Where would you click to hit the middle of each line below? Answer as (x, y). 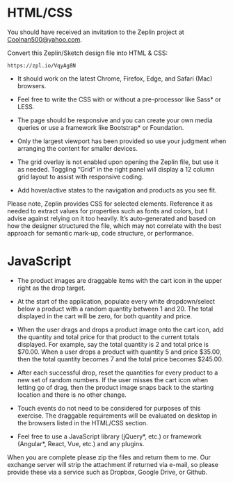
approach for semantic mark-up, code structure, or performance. (101, 233)
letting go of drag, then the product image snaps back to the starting (115, 387)
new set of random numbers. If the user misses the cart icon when (113, 379)
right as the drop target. (51, 288)
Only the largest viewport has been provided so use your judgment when (122, 141)
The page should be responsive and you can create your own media (115, 120)
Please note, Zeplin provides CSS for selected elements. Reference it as (110, 204)
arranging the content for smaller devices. (77, 148)
